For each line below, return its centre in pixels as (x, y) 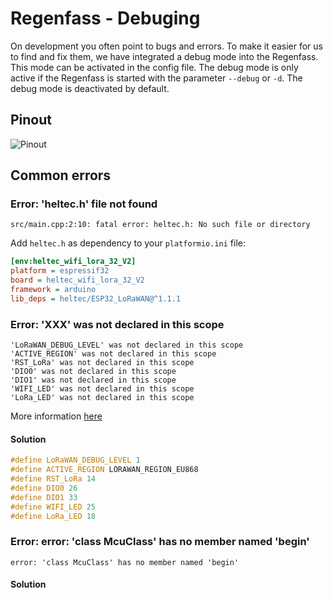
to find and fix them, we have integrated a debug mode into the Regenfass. (164, 56)
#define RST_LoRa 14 (53, 479)
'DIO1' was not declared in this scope (93, 380)
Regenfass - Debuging (105, 18)
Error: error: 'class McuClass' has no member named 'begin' (160, 542)
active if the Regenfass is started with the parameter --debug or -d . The (156, 78)
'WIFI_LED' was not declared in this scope (102, 389)
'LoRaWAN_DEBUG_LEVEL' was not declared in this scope (127, 345)
